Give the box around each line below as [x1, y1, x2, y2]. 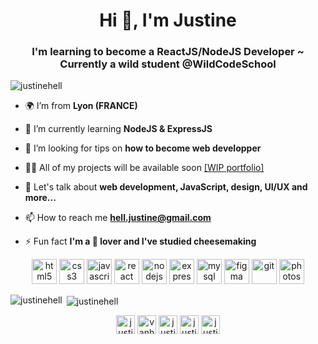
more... [24, 192, 57, 204]
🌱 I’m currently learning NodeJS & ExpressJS [24, 123, 213, 135]
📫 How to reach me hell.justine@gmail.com [24, 212, 212, 224]
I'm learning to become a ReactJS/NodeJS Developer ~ [31, 45, 305, 59]
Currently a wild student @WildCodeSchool [59, 57, 277, 71]
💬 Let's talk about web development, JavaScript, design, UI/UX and [24, 181, 308, 193]
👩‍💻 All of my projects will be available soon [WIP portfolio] [24, 162, 265, 174]
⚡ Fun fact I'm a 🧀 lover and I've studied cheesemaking [24, 235, 257, 248]
